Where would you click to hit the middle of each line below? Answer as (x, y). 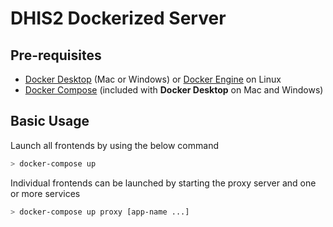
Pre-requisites (56, 55)
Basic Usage (50, 121)
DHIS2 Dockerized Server (118, 18)
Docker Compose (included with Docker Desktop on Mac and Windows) (174, 90)
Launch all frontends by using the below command (114, 145)
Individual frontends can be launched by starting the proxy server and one (163, 183)
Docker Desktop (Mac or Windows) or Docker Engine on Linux (153, 79)
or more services (45, 193)
